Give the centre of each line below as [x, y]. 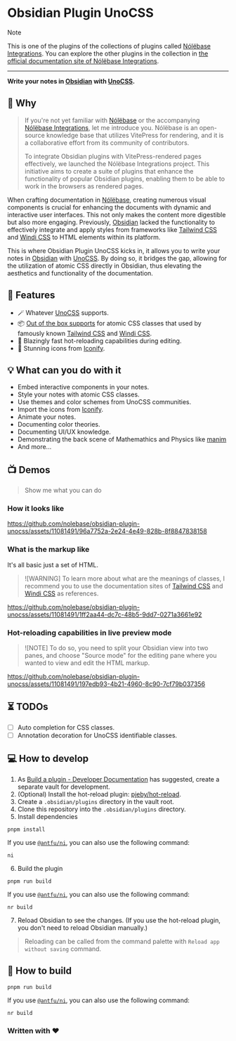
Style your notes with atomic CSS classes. [78, 394]
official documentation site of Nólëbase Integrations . [83, 60]
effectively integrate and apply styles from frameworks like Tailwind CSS [112, 229]
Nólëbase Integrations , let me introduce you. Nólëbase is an [111, 127]
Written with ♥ [33, 1030]
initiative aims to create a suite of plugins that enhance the [109, 171]
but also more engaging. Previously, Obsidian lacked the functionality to [111, 222]
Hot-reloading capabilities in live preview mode [90, 633]
